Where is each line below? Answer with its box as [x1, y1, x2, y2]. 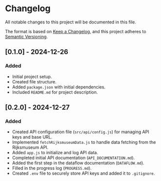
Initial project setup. [12, 74, 52, 80]
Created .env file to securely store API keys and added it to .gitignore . [12, 170, 155, 176]
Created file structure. [12, 79, 57, 84]
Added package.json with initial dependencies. [12, 84, 106, 90]
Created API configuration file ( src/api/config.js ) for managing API [12, 129, 150, 135]
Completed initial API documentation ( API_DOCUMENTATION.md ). [12, 155, 135, 161]
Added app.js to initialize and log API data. [12, 150, 99, 156]
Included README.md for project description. [12, 89, 98, 95]
